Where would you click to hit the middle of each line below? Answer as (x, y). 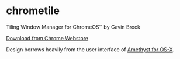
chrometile (33, 11)
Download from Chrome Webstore (47, 38)
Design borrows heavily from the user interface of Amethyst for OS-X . (90, 49)
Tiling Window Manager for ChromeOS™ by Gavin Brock (73, 27)
